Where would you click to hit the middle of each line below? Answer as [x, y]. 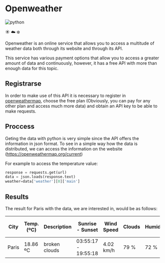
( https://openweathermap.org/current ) [44, 154]
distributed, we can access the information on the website [64, 149]
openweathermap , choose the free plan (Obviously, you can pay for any [78, 100]
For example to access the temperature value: [52, 163]
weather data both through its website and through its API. [64, 48]
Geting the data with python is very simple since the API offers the [72, 138]
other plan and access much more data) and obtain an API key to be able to [81, 106]
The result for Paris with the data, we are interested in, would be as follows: [81, 208]
